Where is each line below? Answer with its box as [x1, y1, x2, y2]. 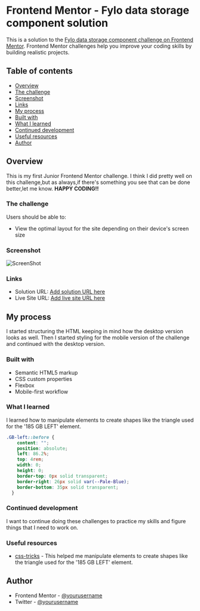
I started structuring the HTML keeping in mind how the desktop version [6, 328, 183, 335]
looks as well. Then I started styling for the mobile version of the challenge [6, 334, 190, 341]
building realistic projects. [6, 48, 70, 56]
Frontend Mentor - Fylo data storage [6, 4, 190, 17]
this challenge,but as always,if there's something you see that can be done [6, 179, 190, 186]
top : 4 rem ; [17, 456, 44, 463]
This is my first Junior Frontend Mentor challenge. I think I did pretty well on [6, 172, 192, 179]
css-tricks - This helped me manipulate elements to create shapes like [14, 552, 188, 560]
